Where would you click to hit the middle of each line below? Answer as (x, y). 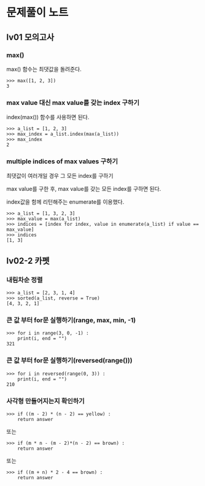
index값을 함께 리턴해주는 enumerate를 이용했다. (65, 202)
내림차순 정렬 (25, 280)
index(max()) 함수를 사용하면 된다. (48, 117)
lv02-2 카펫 (28, 260)
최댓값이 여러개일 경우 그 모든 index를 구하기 (60, 176)
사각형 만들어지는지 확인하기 (45, 401)
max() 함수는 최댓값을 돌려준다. (44, 69)
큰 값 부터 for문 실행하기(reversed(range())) (70, 361)
